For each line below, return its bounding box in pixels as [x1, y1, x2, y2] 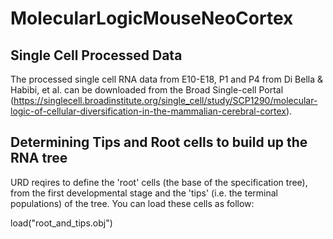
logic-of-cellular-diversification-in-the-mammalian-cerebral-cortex [10, 105, 287, 117]
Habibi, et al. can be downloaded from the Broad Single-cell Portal [10, 84, 284, 96]
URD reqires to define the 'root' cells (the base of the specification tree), [10, 176, 308, 188]
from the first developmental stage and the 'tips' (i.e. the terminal [10, 187, 278, 199]
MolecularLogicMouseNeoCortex [10, 7, 294, 30]
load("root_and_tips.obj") [10, 217, 113, 229]
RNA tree [10, 150, 68, 167]
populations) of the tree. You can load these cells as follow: [10, 197, 255, 209]
